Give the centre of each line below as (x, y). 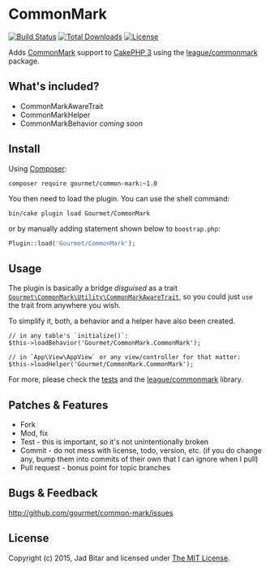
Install (24, 149)
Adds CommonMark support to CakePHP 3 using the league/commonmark (133, 52)
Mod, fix (34, 433)
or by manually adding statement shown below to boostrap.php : (114, 228)
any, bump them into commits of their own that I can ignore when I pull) (139, 459)
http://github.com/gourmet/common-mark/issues (91, 513)
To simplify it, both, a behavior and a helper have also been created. (122, 321)
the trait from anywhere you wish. (64, 305)
